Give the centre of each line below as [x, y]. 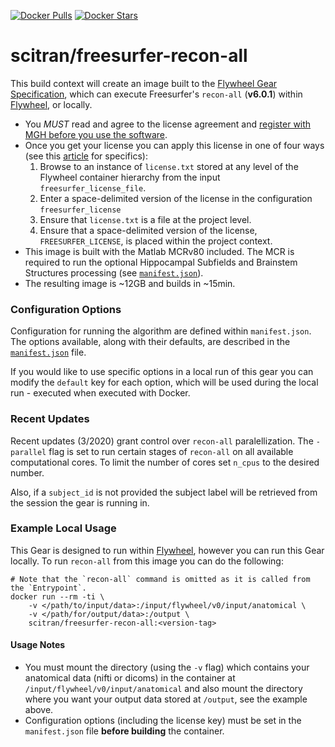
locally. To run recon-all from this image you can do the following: [147, 561]
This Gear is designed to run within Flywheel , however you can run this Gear [167, 550]
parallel [28, 452]
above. [39, 710]
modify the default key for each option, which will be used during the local [164, 382]
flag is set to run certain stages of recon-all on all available [171, 451]
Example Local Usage [63, 528]
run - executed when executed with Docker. [100, 393]
